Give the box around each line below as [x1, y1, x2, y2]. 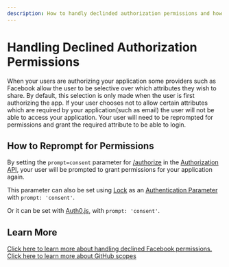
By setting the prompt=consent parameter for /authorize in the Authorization [7, 158, 219, 166]
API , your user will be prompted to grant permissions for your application [7, 166, 213, 174]
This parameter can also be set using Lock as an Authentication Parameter [7, 186, 218, 194]
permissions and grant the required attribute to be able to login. [7, 120, 186, 129]
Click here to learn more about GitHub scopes [7, 252, 137, 260]
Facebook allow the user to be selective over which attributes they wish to [7, 84, 217, 92]
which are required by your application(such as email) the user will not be [7, 105, 215, 114]
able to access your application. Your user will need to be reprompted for [7, 113, 214, 121]
